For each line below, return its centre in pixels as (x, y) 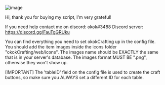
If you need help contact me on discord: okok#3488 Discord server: (74, 27)
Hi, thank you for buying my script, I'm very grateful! (58, 17)
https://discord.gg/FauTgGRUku (38, 32)
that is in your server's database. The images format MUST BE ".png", (76, 57)
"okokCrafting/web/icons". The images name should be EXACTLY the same (82, 52)
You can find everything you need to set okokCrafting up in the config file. (80, 42)
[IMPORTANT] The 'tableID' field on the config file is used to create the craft (83, 72)
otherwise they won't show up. (37, 63)
